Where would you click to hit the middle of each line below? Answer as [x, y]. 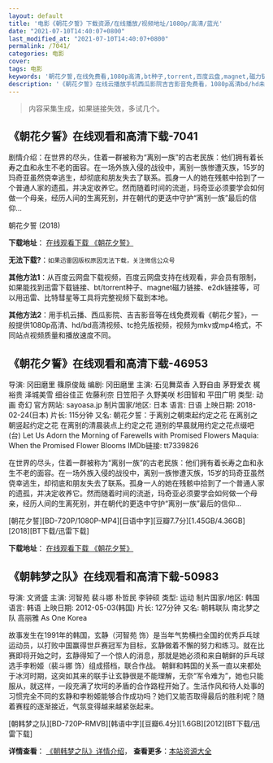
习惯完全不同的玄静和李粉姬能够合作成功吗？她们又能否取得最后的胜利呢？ [133, 695]
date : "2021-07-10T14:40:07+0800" [67, 31]
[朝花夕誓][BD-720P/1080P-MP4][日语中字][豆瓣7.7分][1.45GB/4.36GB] [127, 521]
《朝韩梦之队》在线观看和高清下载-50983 [114, 576]
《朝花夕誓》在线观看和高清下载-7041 [103, 136]
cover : [19, 62]
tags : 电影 [26, 69]
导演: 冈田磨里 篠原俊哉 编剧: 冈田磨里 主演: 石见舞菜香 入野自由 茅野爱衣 [130, 385]
